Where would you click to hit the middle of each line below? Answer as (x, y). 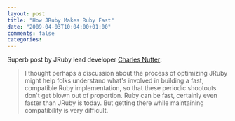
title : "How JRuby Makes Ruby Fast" (61, 20)
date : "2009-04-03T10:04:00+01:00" (59, 27)
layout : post (26, 14)
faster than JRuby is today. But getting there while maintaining (114, 103)
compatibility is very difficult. (66, 111)
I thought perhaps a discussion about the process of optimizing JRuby (126, 73)
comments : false (31, 33)
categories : (25, 40)
